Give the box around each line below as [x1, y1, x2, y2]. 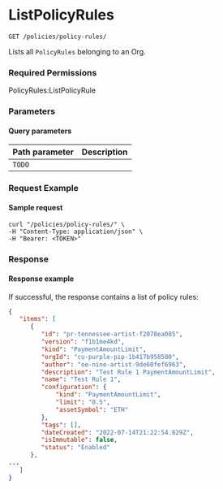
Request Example [8, 183, 79, 194]
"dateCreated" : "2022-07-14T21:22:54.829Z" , [41, 428, 195, 436]
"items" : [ [19, 315, 57, 323]
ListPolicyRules [8, 6, 115, 24]
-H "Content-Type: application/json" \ [8, 227, 144, 236]
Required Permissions [8, 67, 97, 78]
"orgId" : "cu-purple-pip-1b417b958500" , [41, 353, 180, 361]
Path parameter [12, 146, 75, 158]
